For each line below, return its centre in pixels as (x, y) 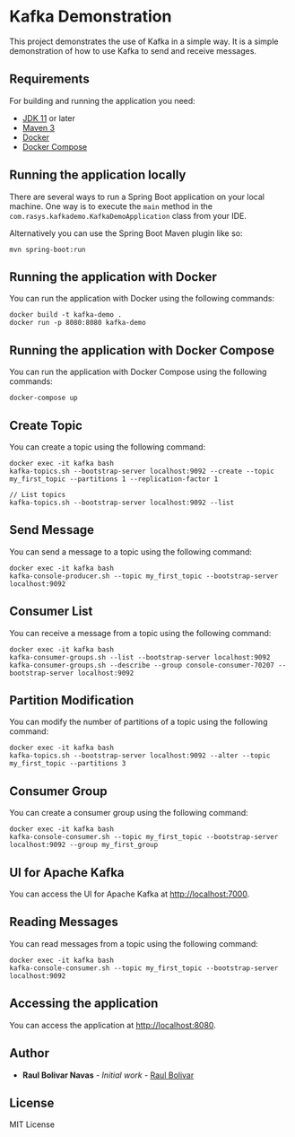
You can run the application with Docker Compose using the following (138, 372)
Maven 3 (39, 127)
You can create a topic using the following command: (108, 447)
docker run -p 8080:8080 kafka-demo (78, 323)
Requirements (49, 79)
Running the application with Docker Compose (142, 350)
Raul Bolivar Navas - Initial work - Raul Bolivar (108, 1075)
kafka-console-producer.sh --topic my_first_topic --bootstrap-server (144, 576)
